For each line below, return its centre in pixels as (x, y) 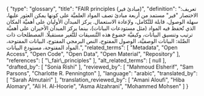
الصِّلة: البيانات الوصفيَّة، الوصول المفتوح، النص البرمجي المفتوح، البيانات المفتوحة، (98, 41)
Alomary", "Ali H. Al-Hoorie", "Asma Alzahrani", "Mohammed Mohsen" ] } (97, 86)
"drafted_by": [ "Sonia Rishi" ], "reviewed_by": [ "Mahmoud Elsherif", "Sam (100, 67)
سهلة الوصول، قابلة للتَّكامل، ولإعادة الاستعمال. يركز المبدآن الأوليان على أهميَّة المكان (102, 22)
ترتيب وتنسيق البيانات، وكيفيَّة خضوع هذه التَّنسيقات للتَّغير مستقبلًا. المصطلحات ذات (100, 35)
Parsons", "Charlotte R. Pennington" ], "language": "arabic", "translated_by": (102, 73)
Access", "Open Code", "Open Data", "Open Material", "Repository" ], (93, 54)
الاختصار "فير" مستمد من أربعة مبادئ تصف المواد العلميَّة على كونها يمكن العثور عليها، (102, 15)
